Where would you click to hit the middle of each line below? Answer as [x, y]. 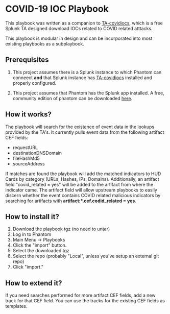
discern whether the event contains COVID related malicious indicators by [83, 195]
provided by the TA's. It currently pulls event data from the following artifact [85, 132]
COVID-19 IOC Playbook [57, 9]
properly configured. [34, 83]
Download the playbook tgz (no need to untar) [61, 229]
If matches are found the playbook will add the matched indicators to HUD [83, 174]
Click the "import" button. [40, 245]
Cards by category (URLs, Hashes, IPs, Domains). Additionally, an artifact [82, 179]
